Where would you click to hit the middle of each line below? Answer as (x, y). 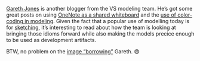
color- (185, 15)
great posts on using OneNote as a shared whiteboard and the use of (91, 15)
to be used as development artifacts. (51, 40)
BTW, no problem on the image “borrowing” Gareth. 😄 (73, 52)
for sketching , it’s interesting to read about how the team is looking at (91, 27)
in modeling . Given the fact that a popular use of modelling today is (107, 21)
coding (15, 21)
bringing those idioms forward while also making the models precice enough (100, 34)
